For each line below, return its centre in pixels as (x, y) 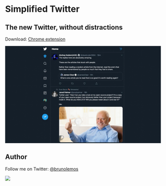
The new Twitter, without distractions (64, 27)
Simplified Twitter (42, 9)
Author (16, 157)
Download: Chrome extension (35, 39)
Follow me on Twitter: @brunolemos (42, 169)
